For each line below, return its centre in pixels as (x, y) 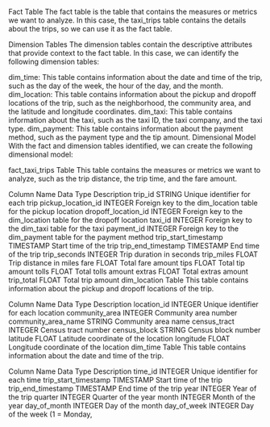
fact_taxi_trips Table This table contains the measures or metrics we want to (135, 170)
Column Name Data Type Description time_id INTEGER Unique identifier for (133, 371)
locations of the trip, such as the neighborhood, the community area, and (130, 103)
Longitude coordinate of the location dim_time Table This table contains (127, 347)
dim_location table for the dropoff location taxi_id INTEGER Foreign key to (130, 220)
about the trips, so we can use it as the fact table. (90, 29)
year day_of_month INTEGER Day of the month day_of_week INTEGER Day (131, 406)
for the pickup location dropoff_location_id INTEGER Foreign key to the (126, 211)
